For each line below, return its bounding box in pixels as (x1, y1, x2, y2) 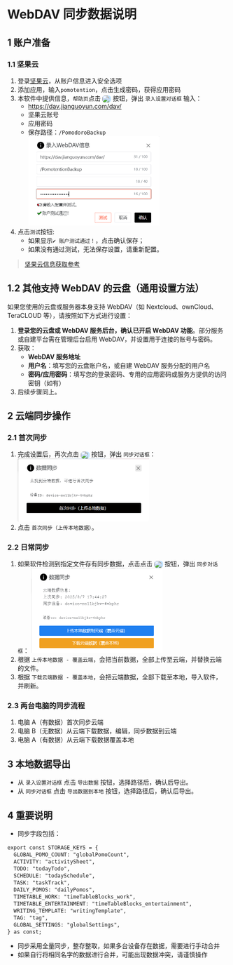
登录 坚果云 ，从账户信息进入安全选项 (17, 76, 122, 85)
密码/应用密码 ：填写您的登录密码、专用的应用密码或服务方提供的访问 (27, 370, 227, 378)
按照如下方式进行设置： (64, 311, 133, 319)
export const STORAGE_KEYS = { (7, 844, 99, 851)
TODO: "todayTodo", (13, 865, 71, 872)
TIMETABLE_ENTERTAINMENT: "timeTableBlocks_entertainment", (13, 900, 192, 907)
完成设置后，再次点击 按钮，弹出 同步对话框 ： (17, 450, 156, 458)
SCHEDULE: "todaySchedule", (13, 872, 96, 879)
